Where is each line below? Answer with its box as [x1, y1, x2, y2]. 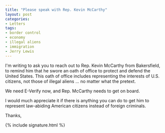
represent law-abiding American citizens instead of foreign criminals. [5, 103, 146, 109]
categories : [5, 16, 30, 21]
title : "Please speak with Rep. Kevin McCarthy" [5, 7, 108, 12]
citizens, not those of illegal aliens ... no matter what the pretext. [5, 78, 136, 84]
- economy [5, 35, 26, 40]
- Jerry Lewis [5, 49, 35, 54]
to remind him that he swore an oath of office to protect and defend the [5, 67, 151, 73]
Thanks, [5, 112, 22, 118]
